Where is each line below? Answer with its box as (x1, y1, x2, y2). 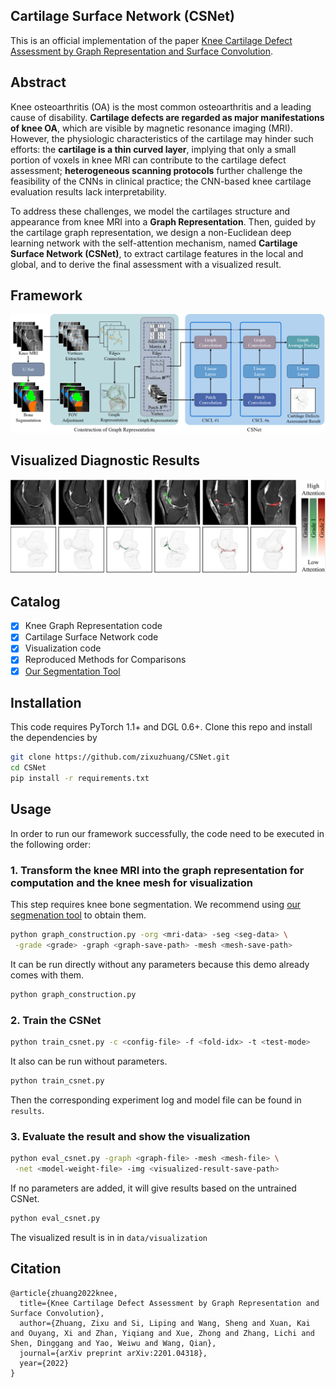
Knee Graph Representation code (24, 620, 163, 632)
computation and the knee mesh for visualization (10, 875, 254, 889)
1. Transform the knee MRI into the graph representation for (10, 863, 305, 877)
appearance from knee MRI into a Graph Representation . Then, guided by (10, 215, 316, 228)
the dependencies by (10, 732, 98, 744)
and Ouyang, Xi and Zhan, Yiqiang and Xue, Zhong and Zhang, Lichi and (10, 1328, 315, 1338)
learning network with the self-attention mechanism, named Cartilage (10, 237, 298, 249)
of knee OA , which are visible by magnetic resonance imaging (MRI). (10, 122, 293, 134)
